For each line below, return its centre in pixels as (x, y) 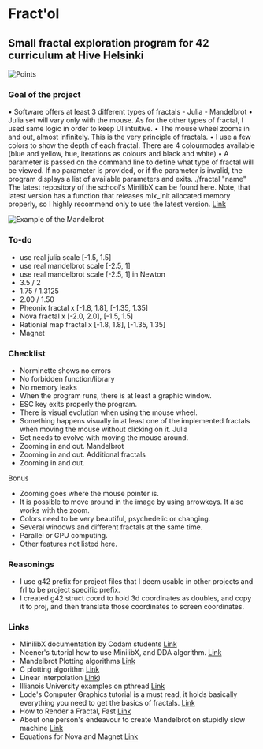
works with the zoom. (55, 510)
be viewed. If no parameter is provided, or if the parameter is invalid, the (125, 171)
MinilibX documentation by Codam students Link (98, 644)
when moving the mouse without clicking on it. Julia (104, 429)
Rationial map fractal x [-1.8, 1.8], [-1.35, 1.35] (93, 324)
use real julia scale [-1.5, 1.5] (65, 257)
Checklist (27, 353)
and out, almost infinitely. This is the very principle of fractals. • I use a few (130, 137)
